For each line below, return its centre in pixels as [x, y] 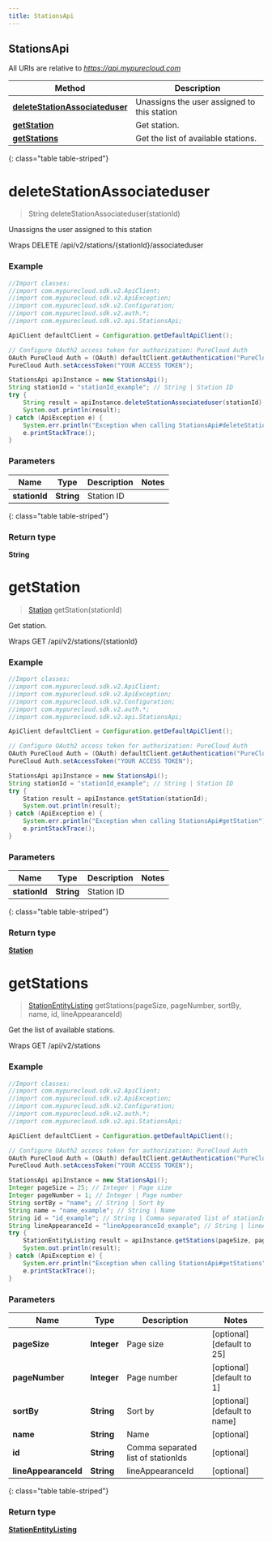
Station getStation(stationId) [75, 609]
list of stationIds [157, 1458]
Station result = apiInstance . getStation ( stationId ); [115, 799]
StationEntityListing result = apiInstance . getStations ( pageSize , [137, 1241]
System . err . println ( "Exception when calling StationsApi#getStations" [144, 1263]
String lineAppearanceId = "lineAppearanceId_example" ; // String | [126, 1225]
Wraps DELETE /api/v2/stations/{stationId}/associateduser [106, 245]
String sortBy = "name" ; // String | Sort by [86, 1203]
